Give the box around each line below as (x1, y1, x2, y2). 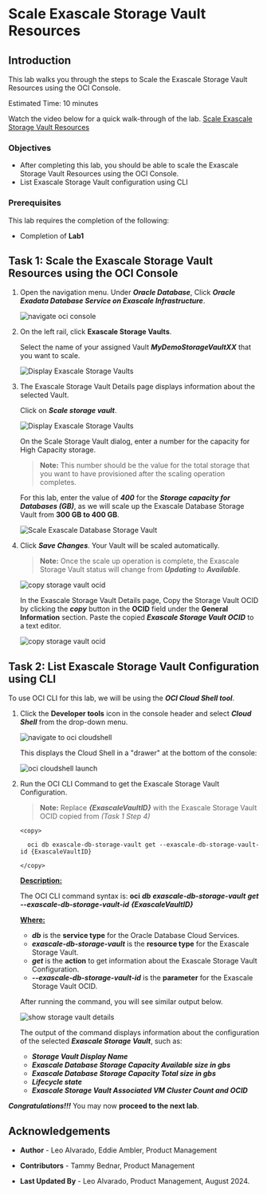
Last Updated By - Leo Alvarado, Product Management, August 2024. (19, 1176, 250, 1186)
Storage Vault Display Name (31, 1052, 128, 1062)
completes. (39, 478, 77, 487)
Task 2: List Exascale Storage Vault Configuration (8, 660, 260, 673)
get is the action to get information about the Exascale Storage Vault (31, 956, 257, 966)
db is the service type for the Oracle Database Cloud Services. (31, 931, 240, 940)
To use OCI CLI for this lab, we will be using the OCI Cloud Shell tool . (8, 693, 235, 703)
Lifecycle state (31, 1078, 82, 1087)
